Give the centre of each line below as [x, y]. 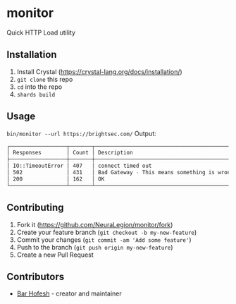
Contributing [35, 208]
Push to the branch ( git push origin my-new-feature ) [95, 247]
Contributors [36, 276]
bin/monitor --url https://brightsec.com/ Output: [81, 133]
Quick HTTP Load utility [41, 32]
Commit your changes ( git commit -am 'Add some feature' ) [104, 239]
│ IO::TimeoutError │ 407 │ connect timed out [79, 166]
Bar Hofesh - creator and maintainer [69, 293]
